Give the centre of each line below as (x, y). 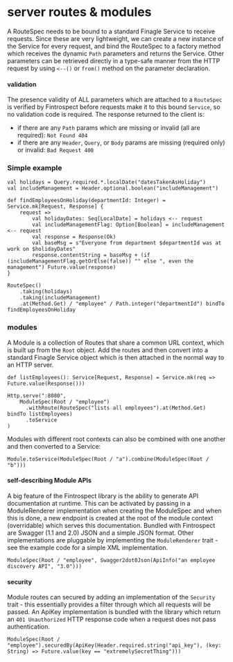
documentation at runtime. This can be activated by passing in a (99, 503)
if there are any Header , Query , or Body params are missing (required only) (121, 142)
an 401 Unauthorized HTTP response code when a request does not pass (112, 620)
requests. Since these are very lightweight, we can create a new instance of (115, 38)
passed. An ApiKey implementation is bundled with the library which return (114, 612)
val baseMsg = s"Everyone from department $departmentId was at (127, 243)
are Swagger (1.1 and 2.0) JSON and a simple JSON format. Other (101, 533)
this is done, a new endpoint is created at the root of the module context (110, 518)
